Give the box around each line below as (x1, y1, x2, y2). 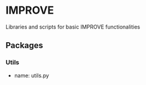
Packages (5, 40, 43, 51)
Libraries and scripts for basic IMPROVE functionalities (5, 23, 141, 30)
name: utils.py (14, 72, 49, 79)
